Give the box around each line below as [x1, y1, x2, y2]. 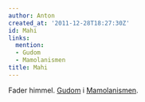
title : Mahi [8, 64, 48, 72]
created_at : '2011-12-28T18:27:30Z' [8, 19, 130, 27]
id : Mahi [8, 26, 37, 34]
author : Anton [8, 11, 56, 20]
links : [8, 33, 30, 42]
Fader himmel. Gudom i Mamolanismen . [8, 85, 139, 95]
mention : [15, 41, 45, 49]
